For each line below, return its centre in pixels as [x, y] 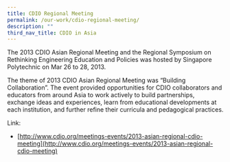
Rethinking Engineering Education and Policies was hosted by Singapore [110, 60]
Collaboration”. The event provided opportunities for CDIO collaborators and [115, 88]
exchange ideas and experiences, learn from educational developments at [112, 102]
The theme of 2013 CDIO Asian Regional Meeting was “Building [96, 81]
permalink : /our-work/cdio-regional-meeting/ [73, 20]
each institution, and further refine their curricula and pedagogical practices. [115, 110]
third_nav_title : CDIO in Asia [52, 33]
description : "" [30, 26]
